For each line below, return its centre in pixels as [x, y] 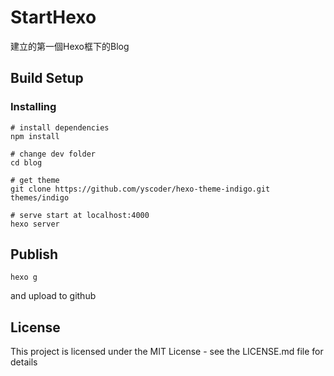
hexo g [24, 277]
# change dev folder [53, 154]
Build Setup [47, 78]
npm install [35, 136]
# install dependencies [60, 127]
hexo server [35, 224]
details [24, 362]
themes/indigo [40, 197]
